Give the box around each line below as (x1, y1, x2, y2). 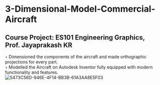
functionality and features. (5, 69, 58, 75)
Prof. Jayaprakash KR (5, 41, 73, 49)
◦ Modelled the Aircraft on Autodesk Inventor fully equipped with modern (5, 64, 153, 70)
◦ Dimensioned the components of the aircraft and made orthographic (5, 54, 147, 60)
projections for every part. (5, 59, 58, 64)
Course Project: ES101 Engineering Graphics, (5, 33, 145, 42)
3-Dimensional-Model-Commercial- (5, 3, 156, 15)
